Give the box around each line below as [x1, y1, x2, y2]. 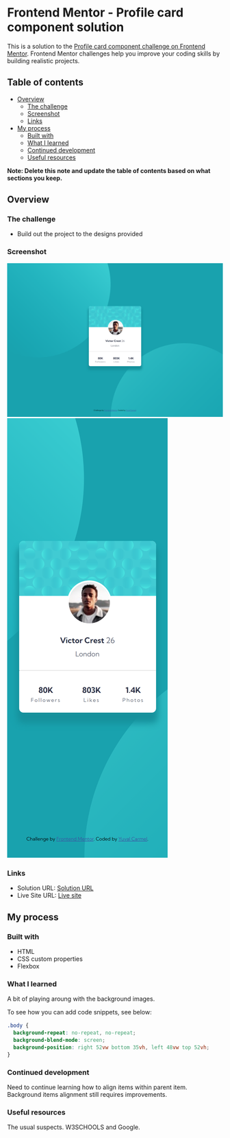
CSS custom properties [16, 955, 84, 963]
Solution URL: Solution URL [16, 884, 94, 892]
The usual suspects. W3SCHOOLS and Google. [7, 1123, 140, 1131]
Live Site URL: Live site [16, 891, 82, 900]
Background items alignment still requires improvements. [7, 1091, 168, 1098]
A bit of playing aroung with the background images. [7, 994, 155, 1003]
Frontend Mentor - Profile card [7, 5, 183, 21]
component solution [7, 19, 125, 35]
